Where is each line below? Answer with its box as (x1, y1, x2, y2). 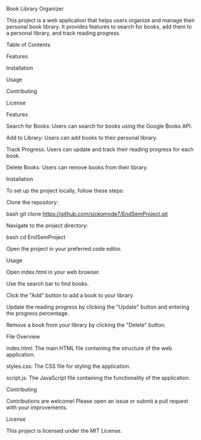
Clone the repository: (6, 199, 59, 206)
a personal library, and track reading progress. (6, 29, 121, 37)
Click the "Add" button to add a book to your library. (6, 292, 134, 299)
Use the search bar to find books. (6, 280, 89, 287)
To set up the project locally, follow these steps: (6, 187, 125, 194)
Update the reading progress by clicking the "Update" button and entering (6, 303, 190, 310)
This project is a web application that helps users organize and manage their (6, 17, 195, 23)
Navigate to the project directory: (6, 222, 88, 229)
